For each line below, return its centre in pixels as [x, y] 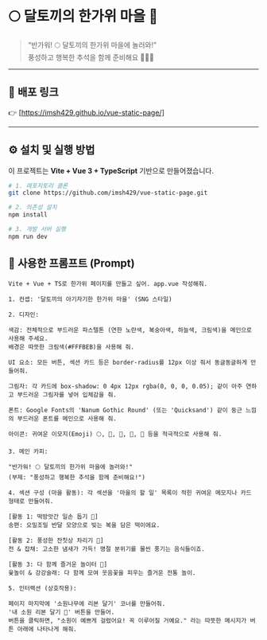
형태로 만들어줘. [31, 501]
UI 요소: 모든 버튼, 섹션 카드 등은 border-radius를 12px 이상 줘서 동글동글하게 [128, 362]
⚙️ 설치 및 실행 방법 [52, 150]
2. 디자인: [24, 314]
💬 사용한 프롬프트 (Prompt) [72, 263]
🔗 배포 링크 [34, 92]
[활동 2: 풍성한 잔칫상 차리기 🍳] [56, 540]
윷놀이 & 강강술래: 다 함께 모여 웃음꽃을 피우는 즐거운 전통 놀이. [102, 573]
